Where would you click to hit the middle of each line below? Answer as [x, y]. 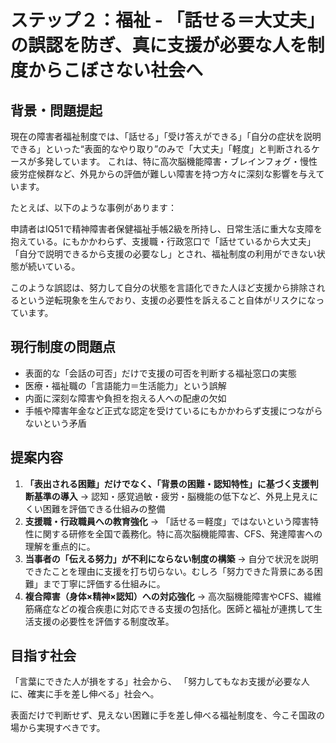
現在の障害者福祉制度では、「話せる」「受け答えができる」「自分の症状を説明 [166, 136]
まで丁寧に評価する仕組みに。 [104, 583]
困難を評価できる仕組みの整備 [104, 508]
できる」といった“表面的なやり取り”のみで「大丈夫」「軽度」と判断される [161, 149]
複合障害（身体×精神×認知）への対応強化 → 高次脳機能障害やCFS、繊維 [173, 596]
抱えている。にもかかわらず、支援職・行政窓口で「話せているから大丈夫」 [163, 241]
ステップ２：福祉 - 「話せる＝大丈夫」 [167, 20]
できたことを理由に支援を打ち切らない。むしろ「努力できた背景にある [169, 571]
